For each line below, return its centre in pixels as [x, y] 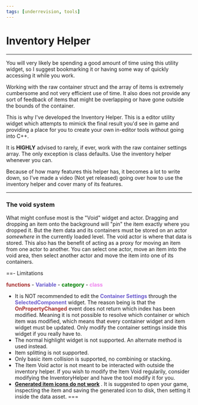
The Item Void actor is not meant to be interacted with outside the [94, 365]
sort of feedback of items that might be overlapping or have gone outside [95, 99]
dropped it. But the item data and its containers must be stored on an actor [97, 230]
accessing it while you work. [41, 75]
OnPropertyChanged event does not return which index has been [95, 309]
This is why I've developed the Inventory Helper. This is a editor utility [90, 117]
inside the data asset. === [46, 396]
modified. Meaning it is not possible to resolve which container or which [102, 315]
